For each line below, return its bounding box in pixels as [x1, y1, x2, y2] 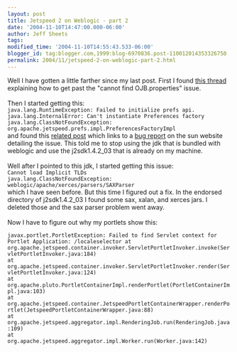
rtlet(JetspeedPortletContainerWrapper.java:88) [7, 306, 154, 314]
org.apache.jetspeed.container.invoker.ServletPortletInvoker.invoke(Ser [7, 244, 231, 251]
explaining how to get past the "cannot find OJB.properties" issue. [7, 83, 202, 92]
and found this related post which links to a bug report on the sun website [7, 131, 224, 139]
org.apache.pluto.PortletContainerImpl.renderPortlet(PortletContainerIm [7, 282, 231, 289]
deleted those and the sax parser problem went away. [7, 203, 165, 211]
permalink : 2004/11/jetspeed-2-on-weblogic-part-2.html [7, 57, 176, 64]
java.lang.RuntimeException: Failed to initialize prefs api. [7, 106, 195, 114]
